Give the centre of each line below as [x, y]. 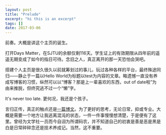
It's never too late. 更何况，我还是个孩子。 [48, 99]
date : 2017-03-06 [23, 28]
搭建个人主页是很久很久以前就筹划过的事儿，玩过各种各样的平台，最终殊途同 [83, 70]
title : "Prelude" [23, 14]
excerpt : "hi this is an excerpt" [41, 19]
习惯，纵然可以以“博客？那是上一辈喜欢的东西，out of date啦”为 [92, 82]
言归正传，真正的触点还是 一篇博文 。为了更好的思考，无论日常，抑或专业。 [81, 109]
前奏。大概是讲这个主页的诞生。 [38, 43]
